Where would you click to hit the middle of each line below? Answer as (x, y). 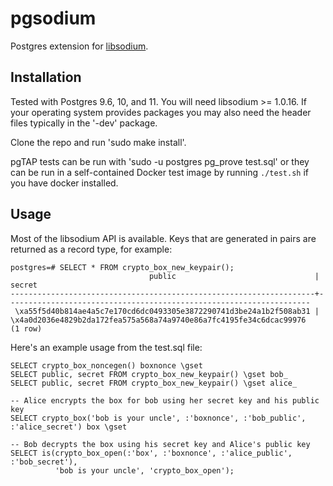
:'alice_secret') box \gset (69, 427)
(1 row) (26, 328)
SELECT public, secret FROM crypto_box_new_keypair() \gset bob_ (149, 374)
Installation (46, 77)
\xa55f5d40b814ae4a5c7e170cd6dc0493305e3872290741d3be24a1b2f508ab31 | (167, 311)
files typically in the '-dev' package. (84, 123)
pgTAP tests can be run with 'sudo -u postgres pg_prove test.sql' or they (160, 161)
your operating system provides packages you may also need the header (161, 112)
